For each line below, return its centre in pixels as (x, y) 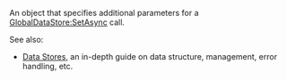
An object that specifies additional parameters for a (104, 13)
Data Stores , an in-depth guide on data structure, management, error (150, 56)
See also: (26, 40)
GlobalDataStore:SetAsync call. (67, 22)
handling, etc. (48, 66)
